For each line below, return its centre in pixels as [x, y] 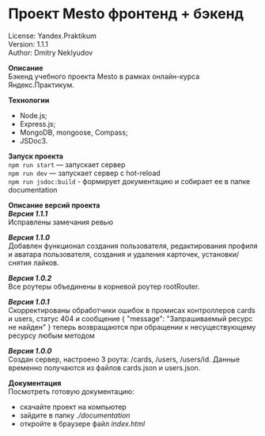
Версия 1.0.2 [30, 277]
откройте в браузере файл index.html [82, 423]
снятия [20, 262]
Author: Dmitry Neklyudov [51, 52]
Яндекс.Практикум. [41, 85]
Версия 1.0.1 [29, 301]
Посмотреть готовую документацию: [71, 391]
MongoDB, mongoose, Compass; [74, 132]
